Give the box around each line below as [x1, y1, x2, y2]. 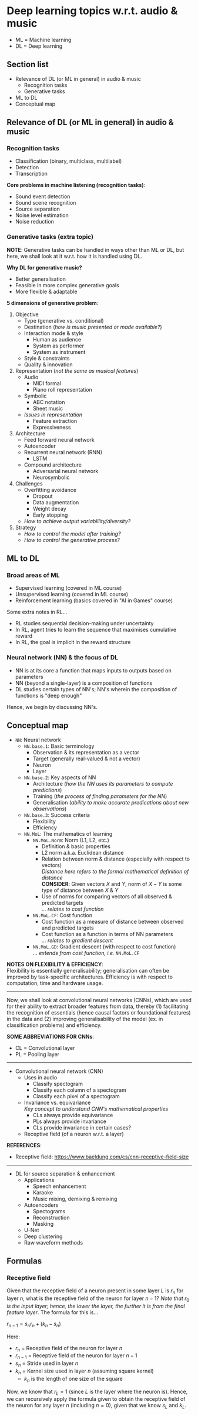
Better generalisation [15, 275, 66, 283]
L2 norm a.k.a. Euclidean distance [41, 849, 124, 856]
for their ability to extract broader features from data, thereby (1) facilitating [6, 1003, 189, 1010]
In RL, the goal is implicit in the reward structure [15, 639, 131, 646]
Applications [24, 1176, 55, 1183]
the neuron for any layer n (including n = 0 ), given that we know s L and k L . [6, 1402, 187, 1410]
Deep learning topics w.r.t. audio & [6, 4, 178, 18]
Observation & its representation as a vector [32, 748, 140, 756]
